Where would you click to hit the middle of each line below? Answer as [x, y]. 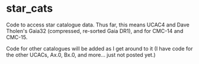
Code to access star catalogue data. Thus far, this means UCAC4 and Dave [98, 25]
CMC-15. [17, 37]
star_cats [30, 9]
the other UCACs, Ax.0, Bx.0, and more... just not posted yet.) [81, 55]
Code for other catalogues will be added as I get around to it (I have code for [99, 48]
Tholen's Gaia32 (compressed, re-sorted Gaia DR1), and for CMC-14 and [95, 31]
